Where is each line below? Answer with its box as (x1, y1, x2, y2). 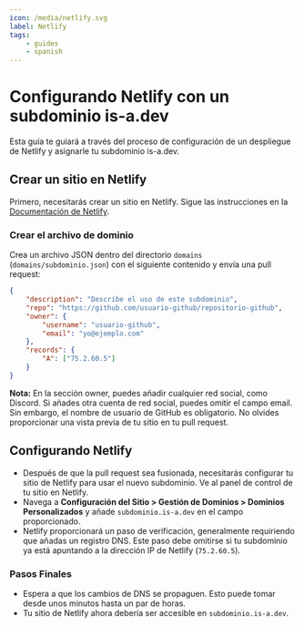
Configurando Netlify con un (9, 87, 230, 108)
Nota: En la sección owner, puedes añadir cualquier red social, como (9, 387, 269, 398)
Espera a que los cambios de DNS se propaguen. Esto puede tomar (22, 588, 276, 599)
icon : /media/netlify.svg (9, 13, 107, 23)
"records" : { (25, 345, 76, 355)
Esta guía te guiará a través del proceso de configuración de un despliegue (9, 136, 291, 147)
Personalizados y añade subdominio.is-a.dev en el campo (22, 506, 244, 517)
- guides (25, 38, 59, 48)
